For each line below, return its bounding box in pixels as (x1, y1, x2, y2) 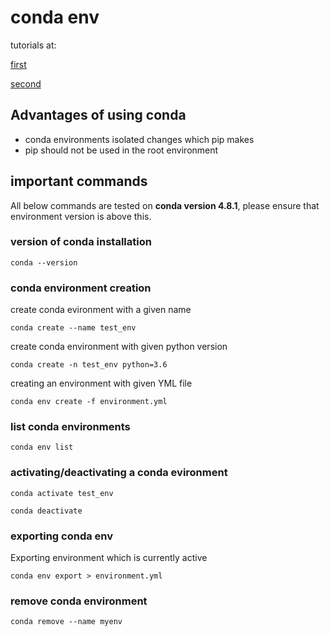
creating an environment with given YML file (10, 377, 193, 390)
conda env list (10, 442, 74, 453)
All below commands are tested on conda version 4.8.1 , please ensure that (10, 199, 320, 211)
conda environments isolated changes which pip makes (24, 133, 255, 145)
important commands (10, 173, 148, 190)
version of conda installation (10, 235, 152, 249)
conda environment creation (10, 281, 152, 295)
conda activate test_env (10, 488, 114, 498)
